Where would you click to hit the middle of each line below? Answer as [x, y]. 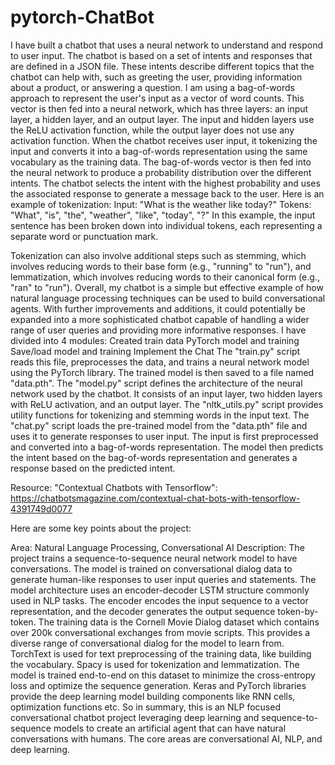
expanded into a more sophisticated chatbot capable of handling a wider [160, 319]
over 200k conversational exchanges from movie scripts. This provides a [160, 632]
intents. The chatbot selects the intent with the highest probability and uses [165, 183]
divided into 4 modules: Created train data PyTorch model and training [155, 340]
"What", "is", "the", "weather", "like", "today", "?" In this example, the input [163, 215]
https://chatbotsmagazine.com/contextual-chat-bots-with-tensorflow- [155, 498]
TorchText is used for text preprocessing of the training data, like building [161, 653]
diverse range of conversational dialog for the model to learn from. [147, 643]
